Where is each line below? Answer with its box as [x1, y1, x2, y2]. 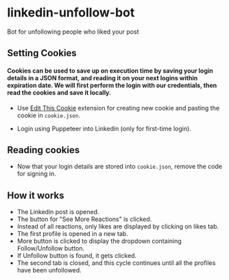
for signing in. [16, 170, 56, 178]
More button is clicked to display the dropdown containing [16, 237, 182, 245]
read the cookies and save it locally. [7, 88, 112, 97]
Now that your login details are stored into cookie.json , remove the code [16, 163, 223, 171]
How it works [7, 189, 64, 201]
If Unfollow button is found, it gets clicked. [16, 252, 137, 260]
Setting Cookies [7, 47, 77, 59]
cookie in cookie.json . [16, 111, 81, 119]
